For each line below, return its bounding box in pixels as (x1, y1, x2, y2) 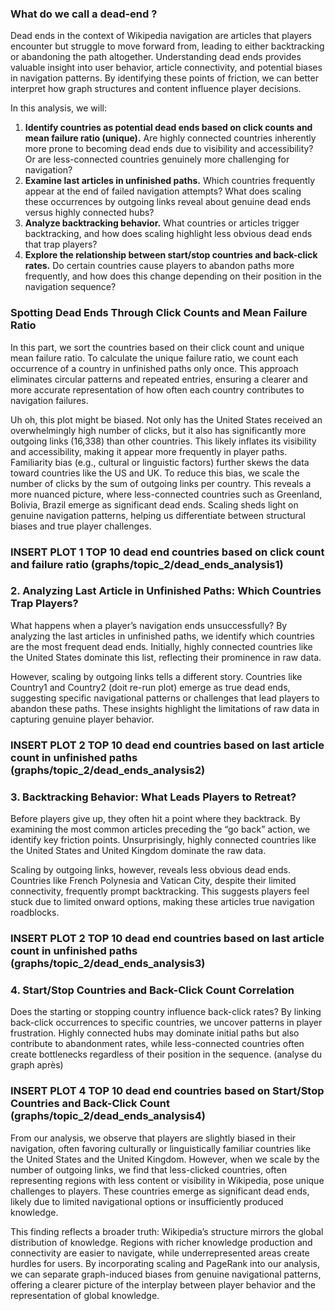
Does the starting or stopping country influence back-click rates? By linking (10, 1006, 322, 1018)
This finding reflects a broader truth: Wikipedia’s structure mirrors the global (10, 1225, 324, 1237)
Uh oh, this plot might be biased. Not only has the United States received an (10, 413, 323, 426)
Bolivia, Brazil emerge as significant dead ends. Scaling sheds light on (10, 498, 299, 511)
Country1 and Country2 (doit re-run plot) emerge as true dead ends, (10, 681, 291, 693)
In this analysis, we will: (10, 102, 107, 114)
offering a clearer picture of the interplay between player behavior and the (10, 1278, 316, 1291)
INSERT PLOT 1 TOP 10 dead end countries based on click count (10, 545, 325, 559)
